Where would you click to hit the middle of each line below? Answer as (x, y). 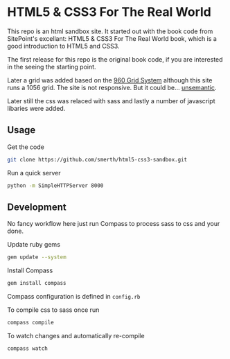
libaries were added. (36, 108)
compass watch (28, 348)
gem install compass (37, 283)
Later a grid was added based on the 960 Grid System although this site (110, 80)
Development (37, 207)
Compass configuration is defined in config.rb (74, 297)
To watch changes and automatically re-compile (76, 335)
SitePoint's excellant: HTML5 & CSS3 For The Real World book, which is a (112, 38)
